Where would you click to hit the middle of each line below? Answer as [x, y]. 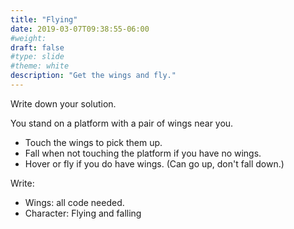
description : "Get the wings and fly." [93, 76]
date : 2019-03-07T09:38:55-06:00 [80, 29]
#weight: [28, 38]
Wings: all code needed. [74, 202]
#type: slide [37, 57]
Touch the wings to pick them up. [93, 142]
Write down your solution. [63, 103]
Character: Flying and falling [83, 213]
